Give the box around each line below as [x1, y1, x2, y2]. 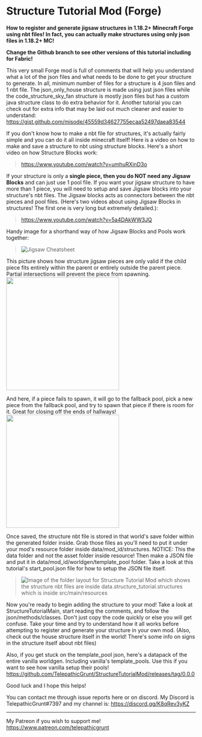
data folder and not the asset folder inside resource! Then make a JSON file [6, 552, 194, 559]
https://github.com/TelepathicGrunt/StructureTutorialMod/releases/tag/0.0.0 [6, 670, 195, 677]
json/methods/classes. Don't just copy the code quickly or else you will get [6, 613, 192, 621]
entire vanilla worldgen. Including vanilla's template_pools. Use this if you [6, 657, 188, 665]
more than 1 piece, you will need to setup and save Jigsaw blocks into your [6, 185, 192, 192]
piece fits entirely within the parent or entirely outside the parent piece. [6, 264, 182, 271]
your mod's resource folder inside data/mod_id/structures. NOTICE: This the [6, 545, 195, 552]
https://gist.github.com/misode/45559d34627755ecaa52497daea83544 [6, 118, 186, 125]
